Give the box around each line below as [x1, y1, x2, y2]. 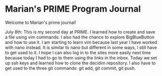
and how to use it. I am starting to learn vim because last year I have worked [5, 39, 158, 45]
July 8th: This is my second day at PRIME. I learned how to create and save [5, 29, 155, 35]
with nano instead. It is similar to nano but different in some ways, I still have [5, 44, 157, 50]
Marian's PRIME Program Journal [5, 3, 141, 15]
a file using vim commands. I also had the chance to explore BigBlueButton [5, 34, 154, 40]
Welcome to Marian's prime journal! [5, 19, 76, 25]
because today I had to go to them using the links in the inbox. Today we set [5, 55, 157, 60]
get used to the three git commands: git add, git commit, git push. [5, 65, 136, 71]
